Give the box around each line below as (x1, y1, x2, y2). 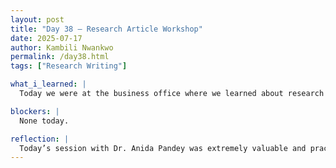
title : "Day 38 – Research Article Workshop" (10, 24, 203, 34)
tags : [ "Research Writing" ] (10, 61, 128, 71)
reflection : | (10, 134, 70, 144)
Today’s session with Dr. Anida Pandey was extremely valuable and (19, 143, 307, 153)
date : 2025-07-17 (10, 33, 83, 43)
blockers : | (10, 106, 60, 116)
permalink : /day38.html (10, 52, 110, 62)
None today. (19, 116, 70, 126)
